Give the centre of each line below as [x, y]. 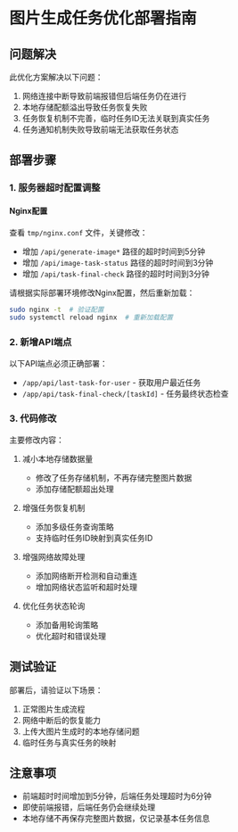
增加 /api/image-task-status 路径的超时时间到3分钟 [118, 262]
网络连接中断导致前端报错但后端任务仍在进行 [104, 96]
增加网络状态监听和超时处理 [86, 587]
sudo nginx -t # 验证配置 [57, 309]
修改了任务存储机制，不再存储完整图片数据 [114, 477]
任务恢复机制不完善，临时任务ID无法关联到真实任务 [116, 118]
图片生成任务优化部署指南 [103, 18]
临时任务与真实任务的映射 [69, 742]
